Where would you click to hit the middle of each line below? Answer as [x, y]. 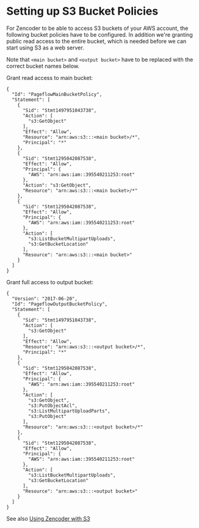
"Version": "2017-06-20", [45, 299]
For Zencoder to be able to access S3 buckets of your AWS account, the [97, 28]
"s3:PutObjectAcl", [53, 405]
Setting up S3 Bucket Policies [82, 11]
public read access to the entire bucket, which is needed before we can [96, 41]
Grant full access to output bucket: [50, 282]
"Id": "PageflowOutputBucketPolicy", [60, 304]
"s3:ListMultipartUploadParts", [70, 411]
